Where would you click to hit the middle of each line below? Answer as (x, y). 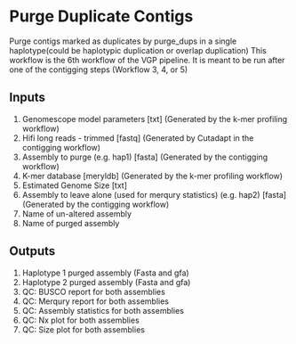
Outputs (32, 251)
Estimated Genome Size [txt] (74, 185)
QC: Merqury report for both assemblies (95, 301)
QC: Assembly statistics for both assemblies (103, 310)
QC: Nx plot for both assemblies (80, 320)
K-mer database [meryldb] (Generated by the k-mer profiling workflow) (152, 176)
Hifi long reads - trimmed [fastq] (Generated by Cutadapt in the (138, 138)
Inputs (28, 98)
